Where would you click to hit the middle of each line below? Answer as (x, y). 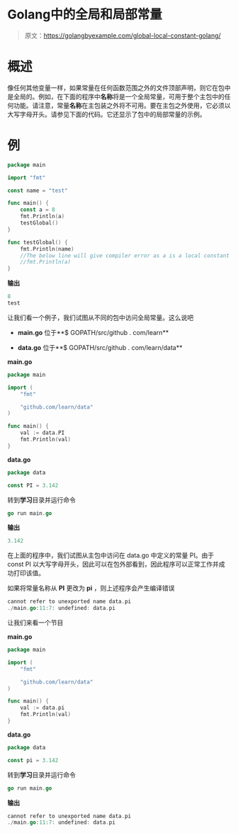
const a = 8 (38, 210)
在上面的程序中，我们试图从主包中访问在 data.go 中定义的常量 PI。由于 (111, 555)
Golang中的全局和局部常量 (85, 15)
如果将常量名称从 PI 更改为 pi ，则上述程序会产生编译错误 (91, 588)
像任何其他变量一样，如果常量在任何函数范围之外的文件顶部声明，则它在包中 (119, 87)
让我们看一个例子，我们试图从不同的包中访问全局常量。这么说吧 (100, 317)
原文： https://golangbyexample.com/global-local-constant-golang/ (123, 35)
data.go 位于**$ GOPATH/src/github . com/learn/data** (100, 347)
